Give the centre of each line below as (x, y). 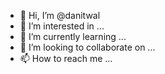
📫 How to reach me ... (66, 58)
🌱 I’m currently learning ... (73, 36)
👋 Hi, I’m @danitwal (60, 15)
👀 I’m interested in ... (62, 26)
